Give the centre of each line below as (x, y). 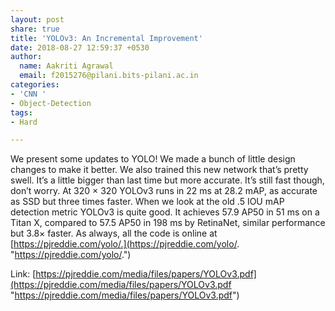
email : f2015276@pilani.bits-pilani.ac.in (109, 76)
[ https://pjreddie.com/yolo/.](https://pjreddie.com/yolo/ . (125, 244)
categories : (35, 85)
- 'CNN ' (28, 94)
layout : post (37, 19)
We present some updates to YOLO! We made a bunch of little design (153, 159)
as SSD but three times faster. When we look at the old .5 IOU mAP (147, 202)
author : (26, 57)
